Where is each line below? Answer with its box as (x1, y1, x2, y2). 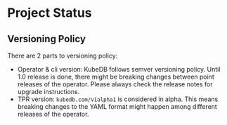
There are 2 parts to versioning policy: (7, 51, 118, 60)
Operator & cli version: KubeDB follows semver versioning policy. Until (17, 65, 221, 73)
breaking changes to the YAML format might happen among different (17, 103, 218, 110)
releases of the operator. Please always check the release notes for (17, 80, 213, 88)
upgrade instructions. (17, 88, 80, 96)
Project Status (7, 5, 93, 21)
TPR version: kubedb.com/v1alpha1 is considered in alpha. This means (17, 95, 219, 103)
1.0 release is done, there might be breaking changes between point (17, 72, 214, 81)
